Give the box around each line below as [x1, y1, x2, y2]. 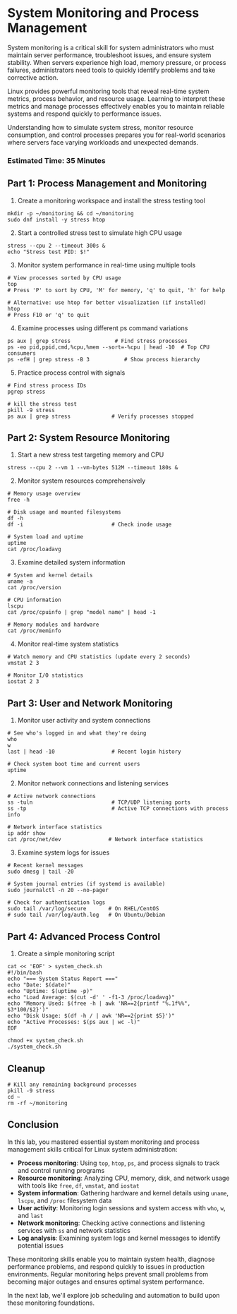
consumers [7, 349, 37, 357]
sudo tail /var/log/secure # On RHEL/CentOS [7, 905, 159, 912]
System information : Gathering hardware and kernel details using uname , [17, 1188, 229, 1197]
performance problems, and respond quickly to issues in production [7, 1262, 205, 1271]
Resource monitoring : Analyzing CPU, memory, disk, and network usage [17, 1174, 230, 1182]
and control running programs [17, 1166, 105, 1174]
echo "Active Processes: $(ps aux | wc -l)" [7, 1018, 140, 1026]
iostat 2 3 [7, 678, 39, 685]
